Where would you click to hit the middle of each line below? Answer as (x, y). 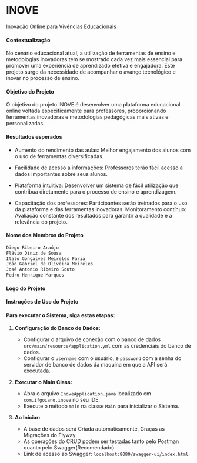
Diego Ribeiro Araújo (33, 248)
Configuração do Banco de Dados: (58, 328)
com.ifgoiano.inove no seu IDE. (62, 400)
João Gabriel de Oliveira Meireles (50, 264)
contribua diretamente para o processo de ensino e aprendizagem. (96, 191)
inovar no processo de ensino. (43, 78)
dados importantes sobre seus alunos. (61, 174)
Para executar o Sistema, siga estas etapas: (61, 315)
